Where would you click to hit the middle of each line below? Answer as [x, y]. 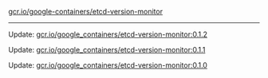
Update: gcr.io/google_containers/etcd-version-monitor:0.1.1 [107, 50]
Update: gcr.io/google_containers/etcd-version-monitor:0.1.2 [108, 34]
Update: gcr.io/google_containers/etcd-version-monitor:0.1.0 [108, 65]
